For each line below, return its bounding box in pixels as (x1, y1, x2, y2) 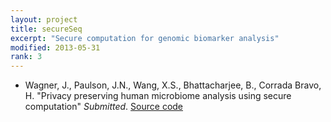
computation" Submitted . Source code (24, 101, 184, 113)
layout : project (10, 14, 78, 25)
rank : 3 (10, 52, 43, 62)
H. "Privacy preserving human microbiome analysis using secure (24, 90, 292, 102)
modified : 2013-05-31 (10, 42, 101, 53)
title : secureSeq (10, 24, 83, 34)
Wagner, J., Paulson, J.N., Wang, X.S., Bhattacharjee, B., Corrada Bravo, (24, 79, 322, 91)
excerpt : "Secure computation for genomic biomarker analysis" (10, 33, 280, 43)
